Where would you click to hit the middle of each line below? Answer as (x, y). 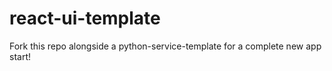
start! (20, 56)
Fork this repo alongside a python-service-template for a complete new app (165, 46)
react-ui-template (85, 18)
